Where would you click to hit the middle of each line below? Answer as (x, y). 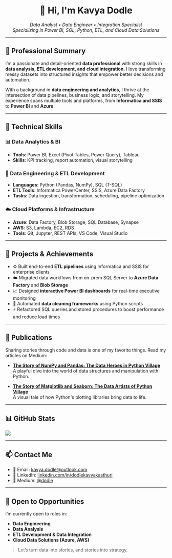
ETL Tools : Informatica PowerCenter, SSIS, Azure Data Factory (79, 190)
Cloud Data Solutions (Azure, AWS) (51, 540)
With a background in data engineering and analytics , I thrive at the (77, 90)
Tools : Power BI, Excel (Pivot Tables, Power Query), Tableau (76, 155)
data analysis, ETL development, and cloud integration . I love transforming (85, 69)
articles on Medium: (26, 355)
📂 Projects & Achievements (49, 254)
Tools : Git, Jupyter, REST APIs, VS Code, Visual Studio (70, 233)
